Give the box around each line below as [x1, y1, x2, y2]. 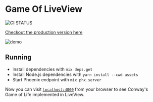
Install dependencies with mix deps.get [12, 66, 93, 72]
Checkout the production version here [5, 29, 83, 35]
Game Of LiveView [5, 3, 83, 15]
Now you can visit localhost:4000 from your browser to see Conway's [5, 86, 149, 92]
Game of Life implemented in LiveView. [5, 91, 85, 97]
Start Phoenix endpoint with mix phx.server [12, 76, 102, 82]
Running [5, 53, 32, 62]
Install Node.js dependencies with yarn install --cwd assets [12, 71, 139, 77]
